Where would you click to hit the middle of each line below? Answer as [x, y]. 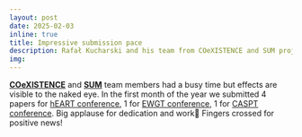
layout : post [34, 17]
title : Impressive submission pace [76, 43]
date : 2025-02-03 [42, 26]
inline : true [34, 34]
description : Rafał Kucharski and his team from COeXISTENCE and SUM [142, 51]
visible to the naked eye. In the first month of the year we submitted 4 [138, 94]
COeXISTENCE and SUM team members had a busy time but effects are [143, 85]
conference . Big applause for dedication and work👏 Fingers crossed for [142, 113]
